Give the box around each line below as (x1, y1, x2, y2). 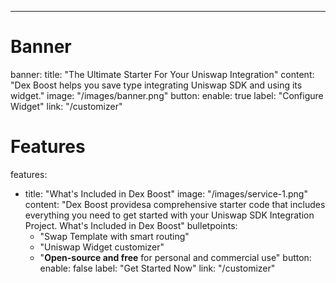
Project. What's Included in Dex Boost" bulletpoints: (24, 219, 238, 231)
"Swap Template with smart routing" (39, 230, 190, 242)
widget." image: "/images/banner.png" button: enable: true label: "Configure (10, 89, 324, 101)
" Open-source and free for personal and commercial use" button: (39, 251, 312, 263)
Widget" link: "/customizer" (10, 100, 123, 112)
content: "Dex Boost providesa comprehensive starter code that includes (24, 198, 326, 210)
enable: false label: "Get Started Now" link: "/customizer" (39, 262, 276, 274)
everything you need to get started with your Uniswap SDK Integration (24, 209, 315, 221)
